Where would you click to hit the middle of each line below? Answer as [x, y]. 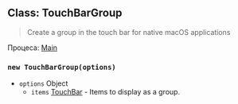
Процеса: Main [32, 48]
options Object [43, 83]
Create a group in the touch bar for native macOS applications [129, 32]
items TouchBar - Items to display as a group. [105, 92]
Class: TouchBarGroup [65, 13]
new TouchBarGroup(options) [62, 67]
